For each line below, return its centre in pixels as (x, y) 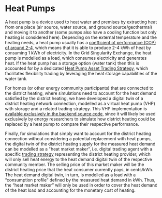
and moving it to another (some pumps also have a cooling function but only (81, 32)
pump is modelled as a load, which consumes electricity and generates (76, 58)
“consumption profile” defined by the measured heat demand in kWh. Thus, (80, 180)
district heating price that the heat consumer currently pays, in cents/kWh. (79, 169)
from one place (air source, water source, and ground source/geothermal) (79, 27)
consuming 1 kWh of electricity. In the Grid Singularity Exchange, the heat (78, 53)
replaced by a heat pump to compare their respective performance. (72, 124)
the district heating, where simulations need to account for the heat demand (81, 93)
